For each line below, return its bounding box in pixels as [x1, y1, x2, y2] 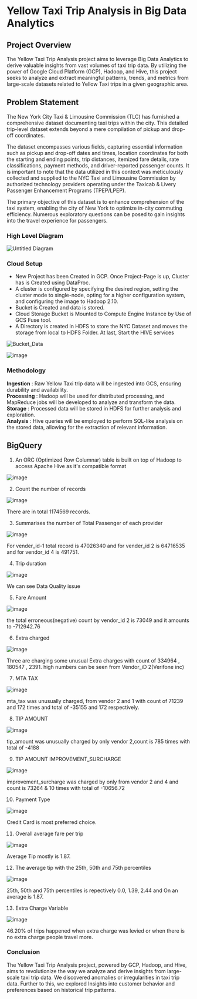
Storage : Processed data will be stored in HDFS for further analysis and [6, 405, 181, 412]
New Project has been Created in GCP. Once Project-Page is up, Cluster [15, 273, 189, 280]
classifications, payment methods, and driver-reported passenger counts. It [6, 162, 189, 169]
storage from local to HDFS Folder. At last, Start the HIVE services [15, 329, 175, 336]
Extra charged [15, 634, 50, 641]
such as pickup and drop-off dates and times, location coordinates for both [6, 149, 188, 156]
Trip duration [15, 560, 46, 567]
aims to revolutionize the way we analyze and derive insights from [6, 967, 166, 974]
